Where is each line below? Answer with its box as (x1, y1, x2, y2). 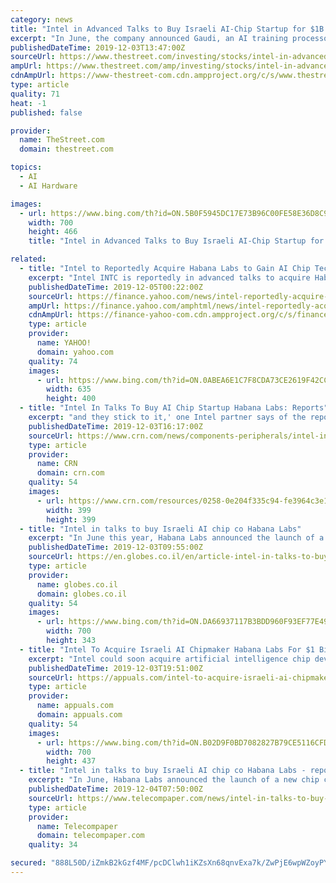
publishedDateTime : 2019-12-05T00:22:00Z (28, 282, 203, 292)
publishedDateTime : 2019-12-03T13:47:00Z (10, 42, 186, 53)
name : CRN (36, 459, 78, 469)
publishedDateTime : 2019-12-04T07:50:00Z (28, 784, 203, 794)
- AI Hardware (19, 181, 78, 191)
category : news (10, 14, 74, 25)
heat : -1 (10, 98, 47, 108)
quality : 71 (10, 89, 60, 99)
